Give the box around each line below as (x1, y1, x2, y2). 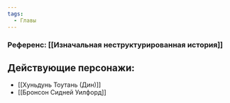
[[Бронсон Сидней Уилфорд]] (17, 88, 106, 97)
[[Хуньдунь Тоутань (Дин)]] (17, 80, 102, 89)
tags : (7, 10, 23, 18)
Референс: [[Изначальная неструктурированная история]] (7, 40, 224, 50)
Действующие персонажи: (7, 61, 135, 74)
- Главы (13, 17, 37, 24)
